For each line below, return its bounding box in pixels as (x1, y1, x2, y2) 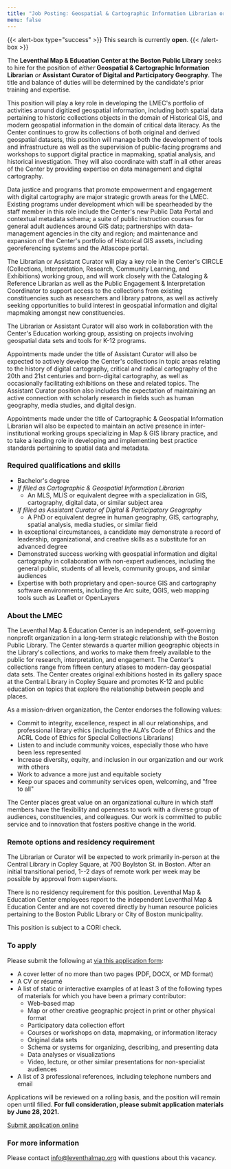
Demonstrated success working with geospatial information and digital (16, 549, 218, 558)
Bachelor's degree (16, 476, 70, 484)
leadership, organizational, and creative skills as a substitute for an (16, 535, 206, 543)
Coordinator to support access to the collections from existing (7, 287, 183, 295)
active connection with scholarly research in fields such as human (7, 393, 195, 402)
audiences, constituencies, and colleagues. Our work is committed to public (7, 813, 222, 821)
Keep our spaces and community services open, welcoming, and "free (16, 778, 217, 786)
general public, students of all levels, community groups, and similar (16, 564, 210, 572)
